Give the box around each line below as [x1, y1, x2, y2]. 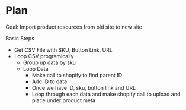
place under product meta [31, 96, 96, 104]
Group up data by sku [23, 59, 76, 66]
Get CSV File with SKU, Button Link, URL [14, 46, 113, 54]
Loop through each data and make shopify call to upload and [31, 90, 181, 98]
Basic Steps [5, 34, 35, 42]
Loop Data [23, 65, 49, 72]
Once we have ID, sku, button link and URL [31, 84, 136, 91]
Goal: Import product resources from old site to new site [5, 23, 143, 30]
